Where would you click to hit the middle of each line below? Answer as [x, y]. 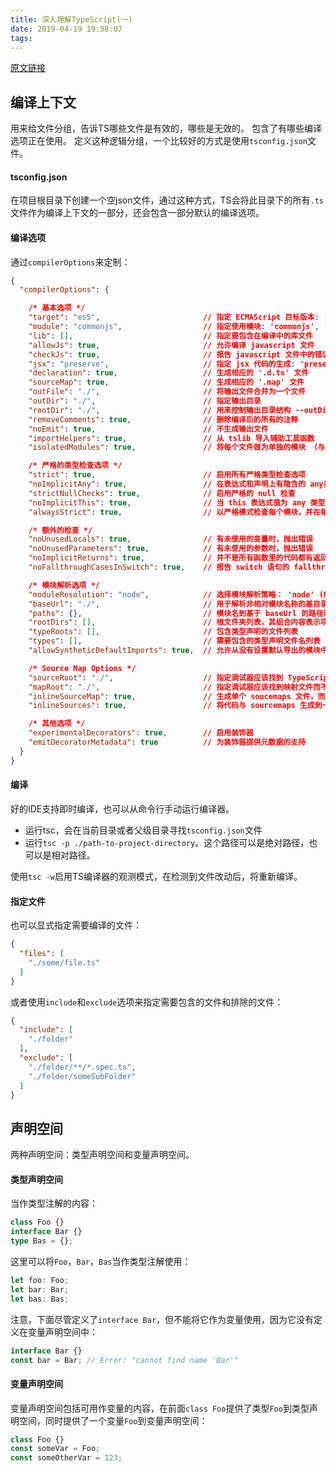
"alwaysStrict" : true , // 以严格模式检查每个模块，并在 [174, 512]
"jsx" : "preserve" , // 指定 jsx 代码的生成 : [162, 364]
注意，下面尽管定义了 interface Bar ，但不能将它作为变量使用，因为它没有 [162, 1319]
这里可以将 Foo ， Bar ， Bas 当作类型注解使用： [101, 1262]
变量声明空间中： [62, 1332]
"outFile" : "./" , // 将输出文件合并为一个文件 [167, 392]
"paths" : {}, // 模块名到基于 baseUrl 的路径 [176, 613]
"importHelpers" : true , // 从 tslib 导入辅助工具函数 [171, 438]
